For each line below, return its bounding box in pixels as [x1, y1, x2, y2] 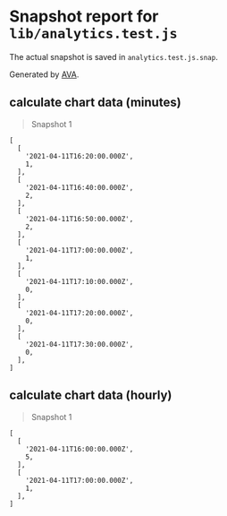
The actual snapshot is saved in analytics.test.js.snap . [9, 51, 219, 62]
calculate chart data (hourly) [9, 388, 172, 403]
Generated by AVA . [9, 69, 80, 80]
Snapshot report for [9, 6, 159, 27]
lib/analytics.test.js [9, 25, 178, 42]
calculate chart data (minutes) [9, 95, 181, 110]
